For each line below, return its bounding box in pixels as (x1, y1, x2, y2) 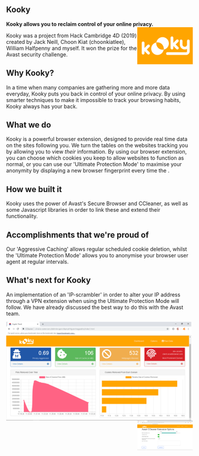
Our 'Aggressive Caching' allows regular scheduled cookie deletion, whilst (6, 245, 188, 253)
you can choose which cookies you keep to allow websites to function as (6, 154, 184, 162)
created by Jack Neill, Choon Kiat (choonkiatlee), (6, 38, 126, 45)
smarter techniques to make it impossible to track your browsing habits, (6, 96, 181, 103)
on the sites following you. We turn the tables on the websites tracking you (6, 142, 188, 149)
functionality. (6, 213, 38, 220)
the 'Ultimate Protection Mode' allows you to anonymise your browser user (6, 252, 188, 259)
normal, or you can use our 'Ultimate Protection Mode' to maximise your (6, 161, 182, 168)
